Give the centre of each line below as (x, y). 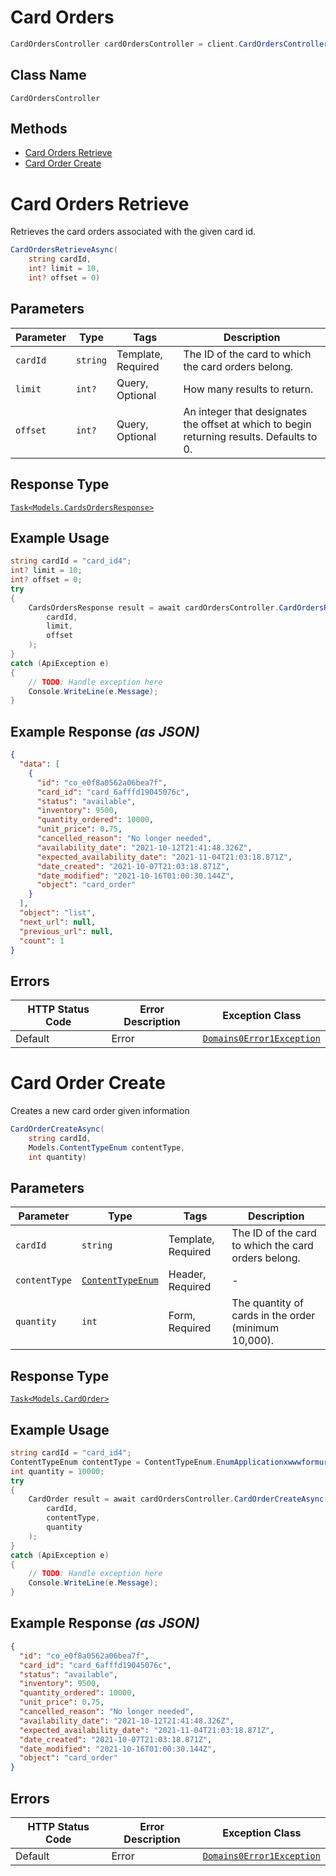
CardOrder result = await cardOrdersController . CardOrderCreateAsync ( (178, 1499)
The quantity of (267, 1303)
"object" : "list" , (58, 913)
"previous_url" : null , (66, 931)
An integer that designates (245, 411)
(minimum (255, 1328)
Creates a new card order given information (100, 1111)
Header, (187, 1274)
